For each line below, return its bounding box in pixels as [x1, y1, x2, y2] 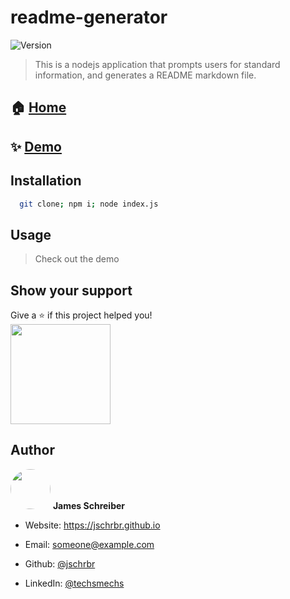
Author [10, 442, 55, 459]
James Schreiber [52, 499, 125, 511]
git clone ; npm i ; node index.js [19, 199, 159, 209]
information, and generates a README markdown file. [34, 69, 257, 81]
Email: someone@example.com [24, 538, 155, 550]
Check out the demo [34, 253, 120, 265]
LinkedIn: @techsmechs [24, 577, 125, 589]
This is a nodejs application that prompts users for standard [34, 58, 281, 70]
